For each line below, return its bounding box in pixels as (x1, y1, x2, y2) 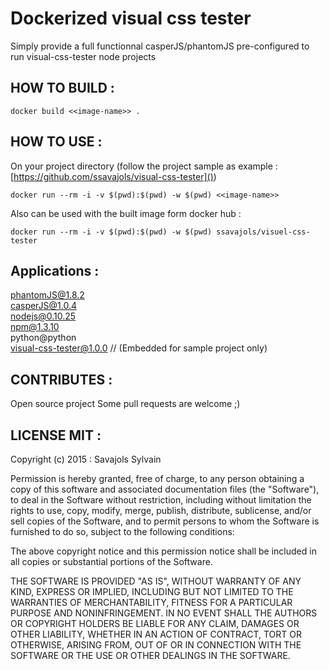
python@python (10, 332, 77, 344)
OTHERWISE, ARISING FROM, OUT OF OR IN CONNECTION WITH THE (10, 639, 302, 651)
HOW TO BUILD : (10, 80, 115, 97)
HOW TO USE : (10, 133, 103, 151)
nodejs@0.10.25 (10, 310, 77, 322)
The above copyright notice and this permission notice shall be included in (10, 545, 317, 557)
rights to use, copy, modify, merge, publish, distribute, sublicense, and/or (10, 505, 312, 516)
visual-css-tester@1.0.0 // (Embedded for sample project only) (10, 342, 268, 354)
